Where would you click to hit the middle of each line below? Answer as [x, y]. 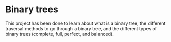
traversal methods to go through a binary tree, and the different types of [81, 28]
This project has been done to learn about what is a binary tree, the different [86, 23]
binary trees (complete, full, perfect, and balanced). [59, 34]
